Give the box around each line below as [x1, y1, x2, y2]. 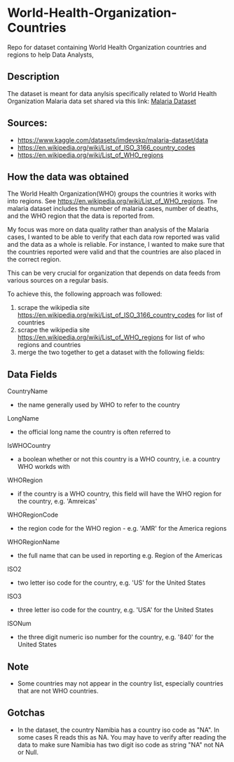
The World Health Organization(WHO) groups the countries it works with [7, 189, 217, 198]
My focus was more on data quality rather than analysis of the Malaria [7, 226, 209, 234]
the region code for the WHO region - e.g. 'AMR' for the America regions [17, 524, 227, 533]
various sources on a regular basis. [7, 276, 109, 285]
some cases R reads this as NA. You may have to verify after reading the [17, 733, 226, 741]
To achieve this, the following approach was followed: [7, 290, 163, 299]
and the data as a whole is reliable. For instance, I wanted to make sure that [7, 240, 225, 249]
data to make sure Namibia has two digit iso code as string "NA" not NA [17, 740, 224, 749]
